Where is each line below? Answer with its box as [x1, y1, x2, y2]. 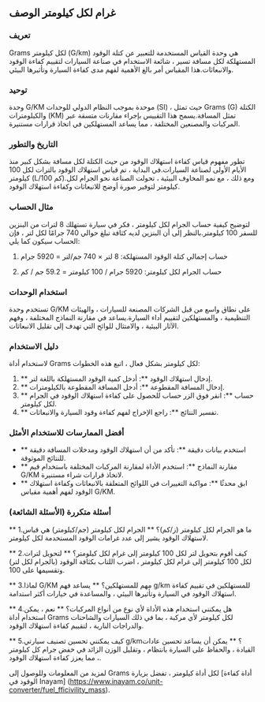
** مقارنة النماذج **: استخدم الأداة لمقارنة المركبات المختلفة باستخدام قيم [20, 461, 237, 472]
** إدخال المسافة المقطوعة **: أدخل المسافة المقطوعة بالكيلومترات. [20, 383, 226, 392]
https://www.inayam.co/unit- [69, 676, 163, 685]
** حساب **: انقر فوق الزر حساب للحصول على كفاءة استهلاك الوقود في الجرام [20, 390, 254, 401]
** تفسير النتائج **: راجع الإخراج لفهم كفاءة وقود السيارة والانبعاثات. [20, 408, 219, 417]
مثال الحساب [9, 201, 54, 212]
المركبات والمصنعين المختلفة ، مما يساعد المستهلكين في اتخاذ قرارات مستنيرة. [9, 118, 241, 129]
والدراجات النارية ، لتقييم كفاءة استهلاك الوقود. [9, 621, 144, 630]
